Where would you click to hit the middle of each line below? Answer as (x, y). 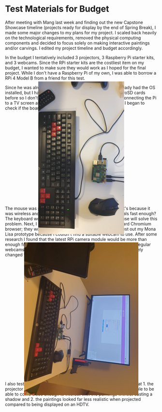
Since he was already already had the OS (80, 87)
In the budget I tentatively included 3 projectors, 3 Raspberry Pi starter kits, (80, 57)
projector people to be (80, 389)
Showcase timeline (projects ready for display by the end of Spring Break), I (81, 27)
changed (14, 255)
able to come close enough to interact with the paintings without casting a (79, 394)
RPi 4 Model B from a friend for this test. (45, 78)
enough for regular (78, 245)
